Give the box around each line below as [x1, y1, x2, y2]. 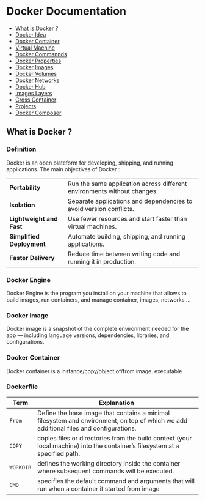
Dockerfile [6, 382, 38, 391]
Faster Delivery [9, 253, 55, 262]
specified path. [37, 449, 81, 458]
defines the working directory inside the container [37, 459, 181, 467]
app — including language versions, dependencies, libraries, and [6, 332, 170, 339]
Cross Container [15, 96, 57, 103]
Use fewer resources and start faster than [68, 214, 187, 223]
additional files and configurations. [37, 424, 137, 432]
